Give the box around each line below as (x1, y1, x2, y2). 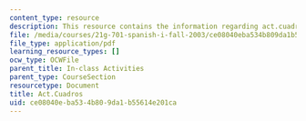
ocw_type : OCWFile (9, 55, 79, 65)
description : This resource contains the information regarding (9, 22, 259, 31)
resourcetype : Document (9, 81, 100, 90)
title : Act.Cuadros (9, 89, 84, 98)
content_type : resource (9, 13, 100, 23)
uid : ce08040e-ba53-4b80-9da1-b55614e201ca (9, 97, 178, 107)
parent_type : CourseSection (9, 73, 117, 82)
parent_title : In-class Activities (9, 65, 145, 74)
